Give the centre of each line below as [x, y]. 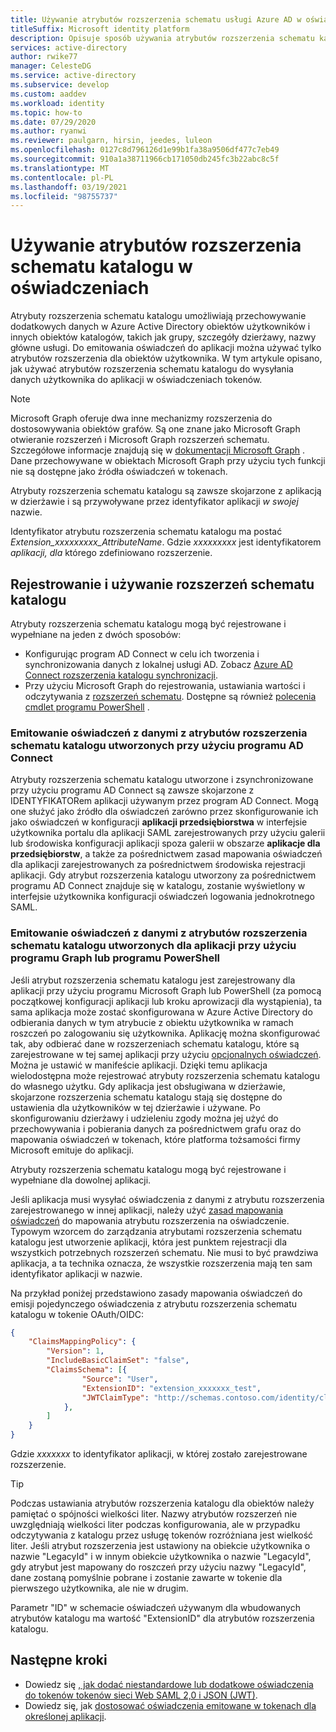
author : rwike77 [44, 57]
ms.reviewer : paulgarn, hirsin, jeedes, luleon [111, 141]
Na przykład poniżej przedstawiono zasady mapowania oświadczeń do [156, 1293]
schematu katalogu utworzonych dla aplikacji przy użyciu [153, 946]
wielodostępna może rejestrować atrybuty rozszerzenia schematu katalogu [165, 1075]
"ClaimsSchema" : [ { [87, 1370]
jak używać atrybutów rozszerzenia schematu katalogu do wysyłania [152, 369]
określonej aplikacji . [65, 1716]
